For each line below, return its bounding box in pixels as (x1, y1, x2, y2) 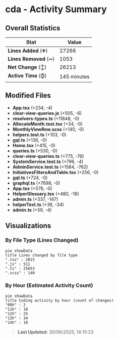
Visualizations (5, 222, 51, 230)
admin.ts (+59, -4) (12, 206, 52, 213)
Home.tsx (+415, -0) (12, 142, 55, 148)
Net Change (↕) (8, 64, 47, 70)
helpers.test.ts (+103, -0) (12, 132, 67, 138)
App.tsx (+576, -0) (12, 185, 52, 191)
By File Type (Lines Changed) (5, 237, 79, 244)
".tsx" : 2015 (5, 257, 35, 262)
